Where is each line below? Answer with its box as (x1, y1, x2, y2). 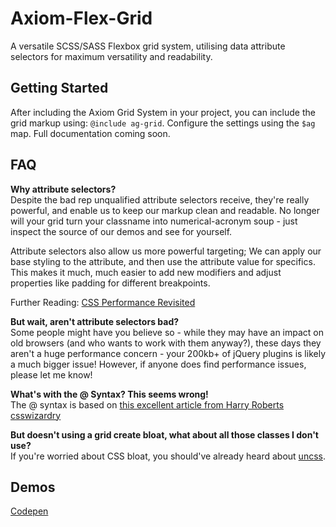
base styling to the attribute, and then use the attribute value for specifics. (10, 255, 316, 267)
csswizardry (10, 409, 62, 421)
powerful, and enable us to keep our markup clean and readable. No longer (10, 204, 321, 216)
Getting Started (10, 80, 109, 97)
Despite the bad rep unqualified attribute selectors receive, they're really (10, 193, 310, 206)
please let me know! (10, 368, 93, 381)
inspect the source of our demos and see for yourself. (10, 225, 233, 237)
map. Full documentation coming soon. (10, 127, 171, 139)
